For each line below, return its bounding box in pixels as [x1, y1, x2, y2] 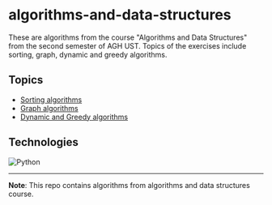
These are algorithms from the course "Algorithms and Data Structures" [8, 32, 248, 42]
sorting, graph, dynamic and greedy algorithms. [8, 49, 168, 59]
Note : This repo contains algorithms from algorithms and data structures [8, 180, 251, 190]
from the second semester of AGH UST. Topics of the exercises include [8, 41, 247, 50]
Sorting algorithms [19, 95, 83, 105]
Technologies [8, 135, 79, 149]
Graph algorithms [19, 103, 79, 113]
